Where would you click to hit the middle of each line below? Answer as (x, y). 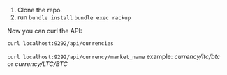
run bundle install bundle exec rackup (74, 17)
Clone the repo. (40, 10)
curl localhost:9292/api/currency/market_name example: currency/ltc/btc (114, 56)
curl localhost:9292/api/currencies (60, 44)
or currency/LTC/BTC (38, 64)
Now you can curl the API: (45, 31)
